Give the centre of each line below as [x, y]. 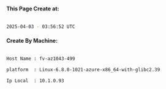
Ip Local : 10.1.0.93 [35, 81]
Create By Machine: [32, 40]
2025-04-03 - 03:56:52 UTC [41, 27]
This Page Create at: [33, 9]
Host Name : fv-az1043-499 [41, 59]
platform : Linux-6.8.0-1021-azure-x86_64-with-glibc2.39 [83, 70]
